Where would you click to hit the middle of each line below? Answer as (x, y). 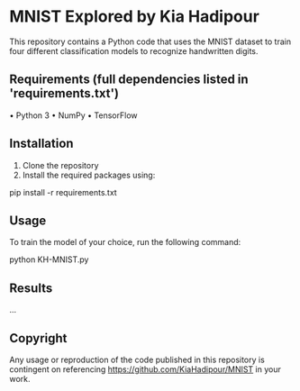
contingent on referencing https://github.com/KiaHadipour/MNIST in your (145, 369)
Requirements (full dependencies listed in (129, 80)
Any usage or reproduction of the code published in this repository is (137, 359)
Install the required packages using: (89, 175)
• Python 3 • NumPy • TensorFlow (73, 115)
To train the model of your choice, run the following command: (125, 242)
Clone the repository (60, 165)
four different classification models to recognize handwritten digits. (134, 50)
